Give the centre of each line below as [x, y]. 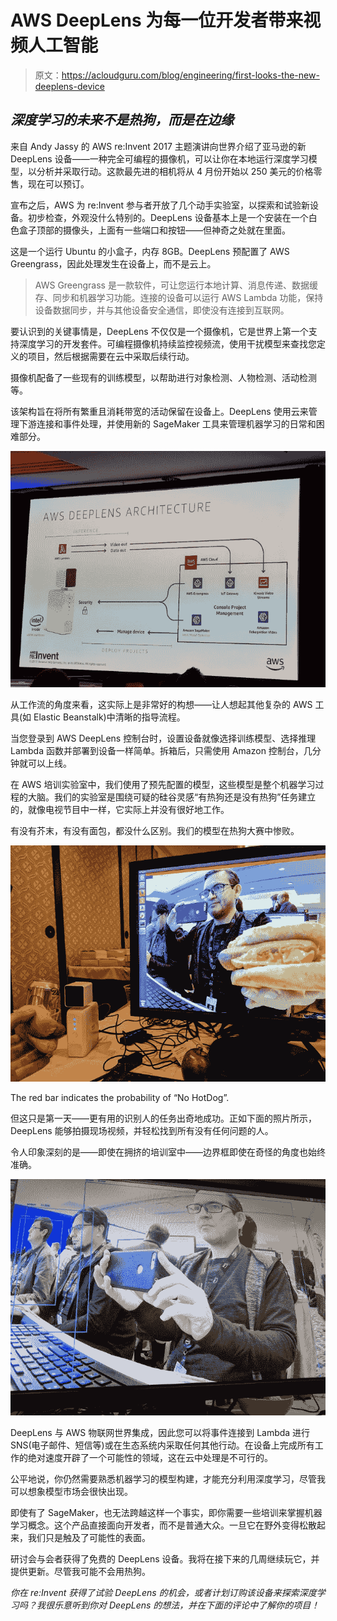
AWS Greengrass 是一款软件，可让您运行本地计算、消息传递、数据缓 [176, 285]
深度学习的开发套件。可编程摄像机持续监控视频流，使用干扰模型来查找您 [167, 343]
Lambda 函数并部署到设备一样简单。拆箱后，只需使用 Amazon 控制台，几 [161, 750]
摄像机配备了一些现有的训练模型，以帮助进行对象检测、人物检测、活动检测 [163, 377]
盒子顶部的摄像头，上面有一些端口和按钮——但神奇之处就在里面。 [154, 230]
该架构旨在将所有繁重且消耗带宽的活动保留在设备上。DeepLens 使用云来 [159, 411]
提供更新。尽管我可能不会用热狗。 [80, 1571]
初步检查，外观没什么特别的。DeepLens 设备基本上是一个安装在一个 [168, 217]
